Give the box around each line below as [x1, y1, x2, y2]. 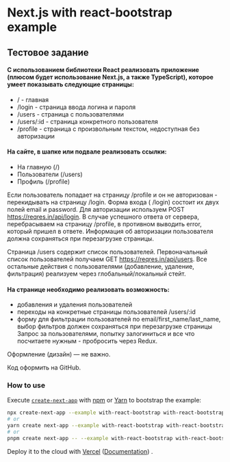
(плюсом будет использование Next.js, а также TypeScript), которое [7, 73, 214, 82]
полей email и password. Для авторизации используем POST [7, 205, 185, 213]
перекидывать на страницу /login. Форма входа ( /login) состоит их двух [7, 197, 219, 206]
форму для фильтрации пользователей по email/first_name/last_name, [16, 315, 221, 324]
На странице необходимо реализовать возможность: [7, 285, 170, 293]
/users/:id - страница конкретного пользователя [16, 117, 159, 125]
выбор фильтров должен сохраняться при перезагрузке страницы [16, 322, 212, 330]
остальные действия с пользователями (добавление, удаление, [7, 262, 194, 270]
